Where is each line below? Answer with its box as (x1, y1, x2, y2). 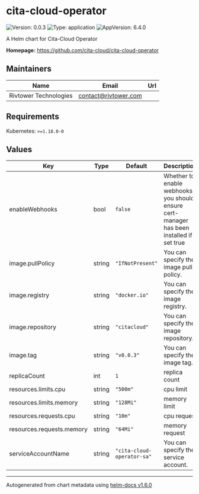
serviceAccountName (9, 450, 70, 458)
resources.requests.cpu (9, 412, 75, 420)
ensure (163, 201, 184, 210)
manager (163, 216, 188, 224)
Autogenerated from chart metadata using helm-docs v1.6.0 (6, 482, 152, 489)
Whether (163, 172, 188, 180)
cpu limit (163, 385, 188, 393)
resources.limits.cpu (9, 385, 66, 393)
